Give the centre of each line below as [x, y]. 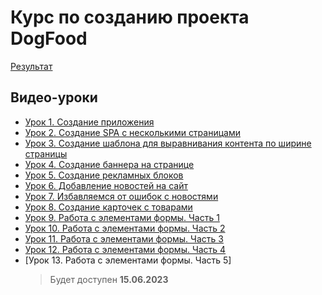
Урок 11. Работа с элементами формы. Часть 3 [124, 238]
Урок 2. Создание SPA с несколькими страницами [132, 132]
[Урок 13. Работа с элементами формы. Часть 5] [128, 260]
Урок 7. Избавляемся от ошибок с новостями [121, 196]
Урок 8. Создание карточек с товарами [108, 207]
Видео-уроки [54, 97]
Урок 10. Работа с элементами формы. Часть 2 [125, 228]
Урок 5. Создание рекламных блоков [104, 175]
